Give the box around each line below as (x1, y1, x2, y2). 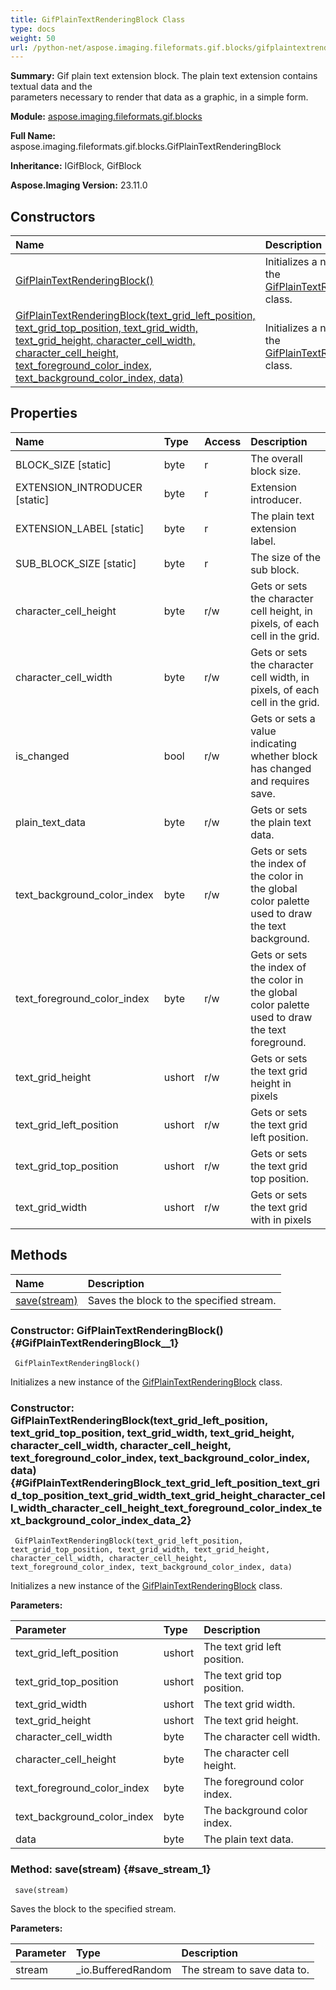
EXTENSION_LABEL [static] (15, 521, 145, 535)
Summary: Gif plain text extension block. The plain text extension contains (10, 70, 318, 82)
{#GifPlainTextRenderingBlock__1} (10, 1336, 180, 1350)
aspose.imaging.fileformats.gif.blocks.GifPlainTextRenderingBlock (10, 141, 282, 153)
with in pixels (250, 1212, 312, 1226)
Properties (10, 405, 78, 422)
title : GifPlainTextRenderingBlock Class (10, 14, 186, 25)
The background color (203, 1804, 308, 1818)
